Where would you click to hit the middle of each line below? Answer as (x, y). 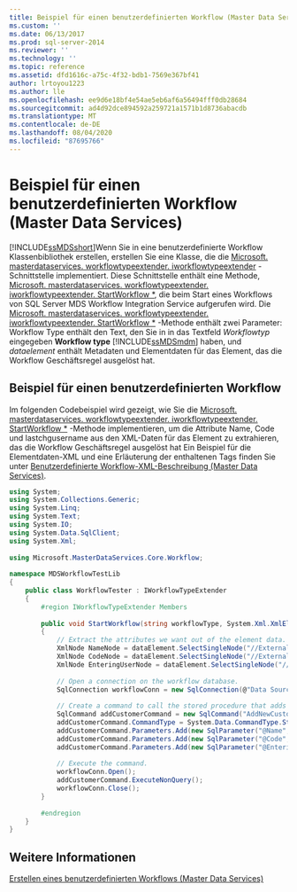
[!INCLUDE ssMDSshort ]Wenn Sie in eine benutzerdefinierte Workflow (136, 247)
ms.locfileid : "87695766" (57, 141)
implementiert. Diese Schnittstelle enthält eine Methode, (158, 275)
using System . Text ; (45, 516)
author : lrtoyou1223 (47, 83)
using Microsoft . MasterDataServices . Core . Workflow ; (106, 558)
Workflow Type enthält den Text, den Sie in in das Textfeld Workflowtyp (140, 332)
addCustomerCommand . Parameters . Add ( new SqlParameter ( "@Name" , (173, 731)
